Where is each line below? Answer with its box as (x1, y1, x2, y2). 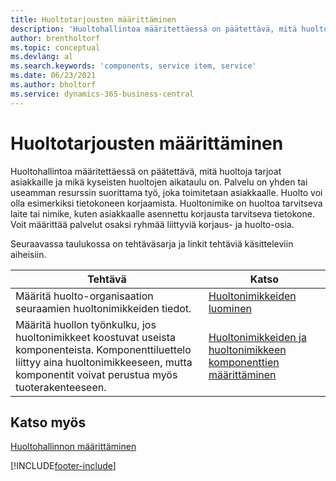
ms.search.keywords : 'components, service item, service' (10, 61, 257, 71)
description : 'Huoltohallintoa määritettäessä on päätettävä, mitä (10, 24, 298, 34)
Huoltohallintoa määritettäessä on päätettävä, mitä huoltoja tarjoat (10, 165, 282, 177)
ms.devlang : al (10, 52, 74, 62)
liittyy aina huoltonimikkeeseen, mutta (15, 355, 193, 369)
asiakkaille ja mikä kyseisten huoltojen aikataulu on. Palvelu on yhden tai (10, 176, 308, 188)
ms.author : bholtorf (10, 80, 97, 90)
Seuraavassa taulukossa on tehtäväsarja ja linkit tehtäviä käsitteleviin (10, 237, 294, 250)
